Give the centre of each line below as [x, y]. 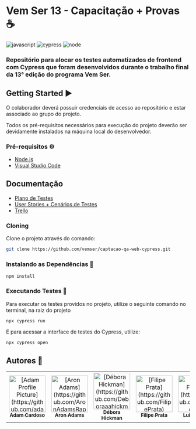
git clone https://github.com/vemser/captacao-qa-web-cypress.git [88, 249]
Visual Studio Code [38, 165]
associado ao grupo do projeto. [44, 114]
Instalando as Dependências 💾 [50, 264]
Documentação [34, 184]
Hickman [112, 418]
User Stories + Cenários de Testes [56, 204]
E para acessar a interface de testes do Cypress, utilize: [73, 332]
